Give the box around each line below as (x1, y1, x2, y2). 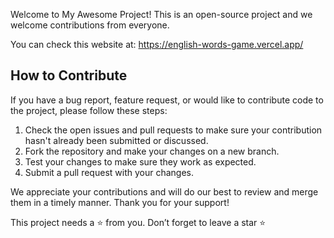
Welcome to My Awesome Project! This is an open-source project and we (10, 9, 313, 20)
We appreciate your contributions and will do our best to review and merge (10, 185, 319, 198)
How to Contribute (10, 67, 128, 84)
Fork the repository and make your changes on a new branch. (24, 145, 280, 157)
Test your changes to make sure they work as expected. (24, 155, 257, 168)
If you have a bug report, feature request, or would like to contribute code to (10, 94, 324, 106)
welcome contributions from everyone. (10, 19, 170, 31)
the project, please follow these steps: (10, 104, 168, 116)
